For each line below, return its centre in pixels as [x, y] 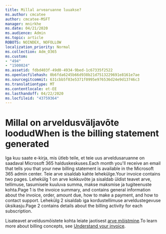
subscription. [19, 211]
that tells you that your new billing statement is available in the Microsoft [79, 168]
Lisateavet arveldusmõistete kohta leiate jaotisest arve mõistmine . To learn [81, 221]
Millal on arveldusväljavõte [62, 123]
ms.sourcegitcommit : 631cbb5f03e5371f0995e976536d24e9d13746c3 [72, 79]
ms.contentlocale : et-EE [31, 89]
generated [27, 144]
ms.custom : [16, 56]
